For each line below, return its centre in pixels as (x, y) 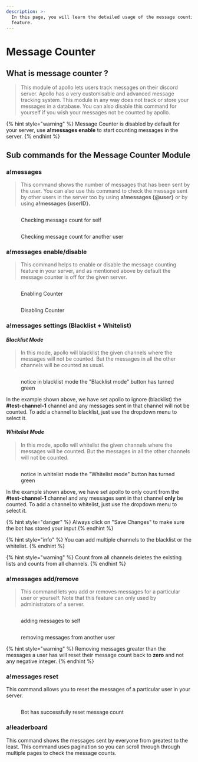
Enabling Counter (42, 294)
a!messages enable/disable (47, 252)
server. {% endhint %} (33, 137)
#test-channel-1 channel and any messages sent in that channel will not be (98, 406)
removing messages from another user (68, 637)
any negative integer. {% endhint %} (50, 661)
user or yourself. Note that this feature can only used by (88, 598)
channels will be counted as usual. (62, 365)
